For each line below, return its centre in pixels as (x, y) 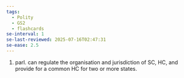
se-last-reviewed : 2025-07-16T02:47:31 (56, 40)
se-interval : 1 (25, 34)
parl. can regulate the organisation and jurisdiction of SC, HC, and (97, 62)
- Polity (23, 17)
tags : (13, 12)
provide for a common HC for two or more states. (76, 68)
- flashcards (28, 28)
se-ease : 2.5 (23, 46)
